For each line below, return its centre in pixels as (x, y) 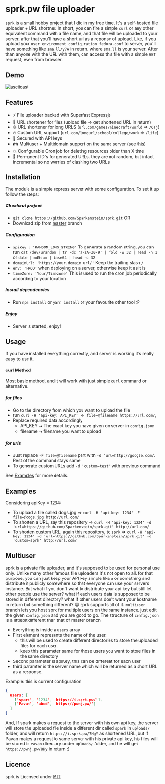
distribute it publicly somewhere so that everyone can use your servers (77, 583)
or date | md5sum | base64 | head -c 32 (54, 257)
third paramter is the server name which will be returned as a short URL (85, 666)
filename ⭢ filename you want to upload (60, 431)
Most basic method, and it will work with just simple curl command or (76, 381)
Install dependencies (27, 289)
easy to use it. (20, 359)
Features (19, 103)
